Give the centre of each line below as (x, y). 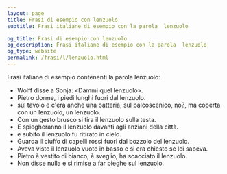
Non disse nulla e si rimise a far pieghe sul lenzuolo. (91, 163)
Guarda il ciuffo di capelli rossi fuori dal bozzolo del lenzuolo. (103, 141)
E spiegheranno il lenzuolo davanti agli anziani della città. (98, 127)
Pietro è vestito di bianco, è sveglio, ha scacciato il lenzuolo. (102, 156)
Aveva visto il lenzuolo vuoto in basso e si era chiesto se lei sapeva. (112, 149)
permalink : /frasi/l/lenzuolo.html (58, 58)
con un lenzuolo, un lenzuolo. (59, 112)
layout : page (26, 13)
